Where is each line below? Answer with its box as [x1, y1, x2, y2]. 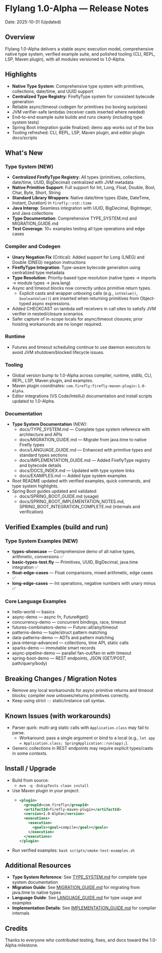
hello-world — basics [12, 609, 55, 615]
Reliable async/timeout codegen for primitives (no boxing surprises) [12, 104, 147, 110]
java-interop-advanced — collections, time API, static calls [12, 640, 129, 646]
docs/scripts [12, 134, 37, 141]
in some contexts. [12, 750, 48, 757]
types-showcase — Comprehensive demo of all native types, [12, 549, 135, 554]
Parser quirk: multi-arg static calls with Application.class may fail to [12, 725, 149, 730]
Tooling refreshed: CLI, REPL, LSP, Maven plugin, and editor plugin [12, 129, 145, 135]
